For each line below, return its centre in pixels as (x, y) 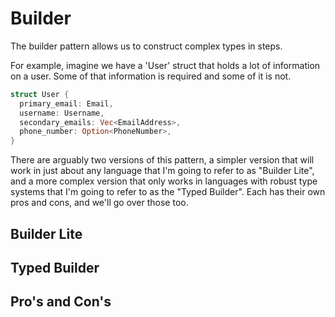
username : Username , (62, 113)
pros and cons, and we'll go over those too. (99, 203)
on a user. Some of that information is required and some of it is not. (151, 76)
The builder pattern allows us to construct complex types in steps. (146, 46)
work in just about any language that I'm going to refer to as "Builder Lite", (162, 171)
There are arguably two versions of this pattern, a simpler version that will (162, 160)
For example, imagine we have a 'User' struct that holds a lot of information (165, 65)
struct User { (40, 94)
